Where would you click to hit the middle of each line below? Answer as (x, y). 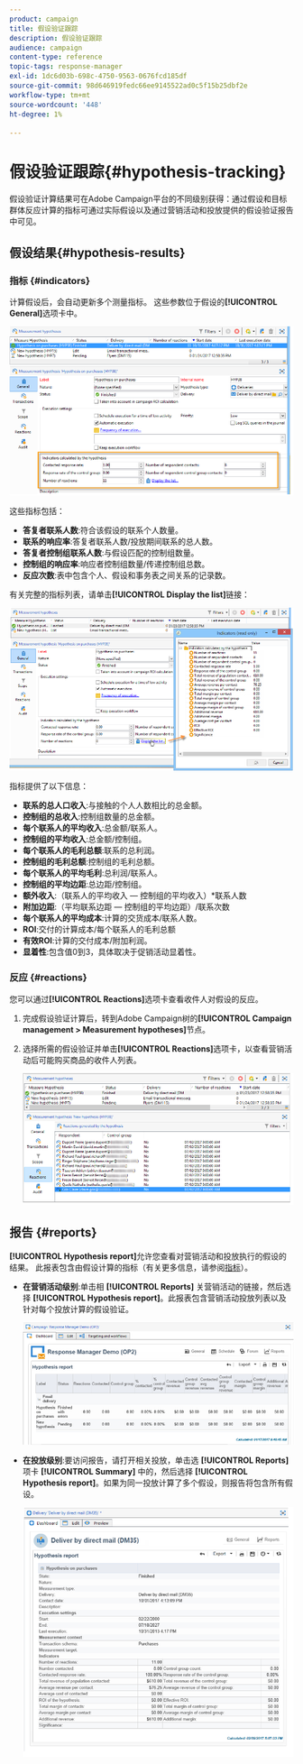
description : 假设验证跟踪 (56, 38)
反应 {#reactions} (48, 978)
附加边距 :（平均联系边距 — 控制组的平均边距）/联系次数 (126, 907)
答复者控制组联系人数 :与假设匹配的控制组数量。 (110, 552)
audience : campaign (46, 48)
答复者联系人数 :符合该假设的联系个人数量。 (102, 530)
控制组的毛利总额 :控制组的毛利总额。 (91, 862)
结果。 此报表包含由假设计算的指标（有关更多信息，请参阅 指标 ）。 (131, 1267)
